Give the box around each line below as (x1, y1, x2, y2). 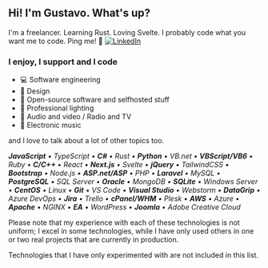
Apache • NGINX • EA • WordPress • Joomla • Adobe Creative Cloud (8, 202, 242, 212)
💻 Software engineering (19, 75, 102, 85)
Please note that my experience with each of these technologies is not (8, 218, 240, 227)
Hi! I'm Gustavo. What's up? (8, 6, 150, 20)
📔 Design (19, 86, 50, 96)
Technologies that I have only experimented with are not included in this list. (8, 250, 258, 260)
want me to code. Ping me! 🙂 (8, 36, 104, 46)
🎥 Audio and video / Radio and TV (19, 112, 132, 122)
